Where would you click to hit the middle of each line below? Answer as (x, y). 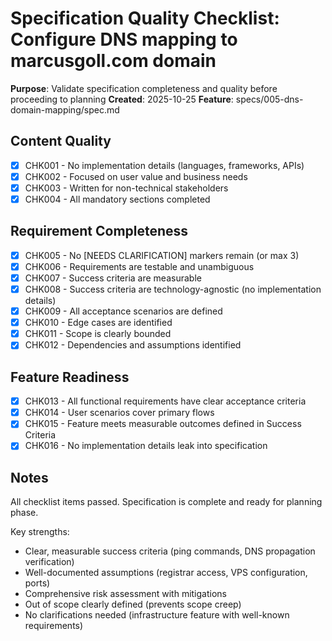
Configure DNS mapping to (124, 39)
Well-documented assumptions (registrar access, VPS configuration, (166, 573)
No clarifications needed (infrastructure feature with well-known (157, 615)
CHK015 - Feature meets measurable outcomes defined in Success (163, 424)
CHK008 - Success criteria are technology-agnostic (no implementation (173, 289)
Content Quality (61, 141)
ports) (37, 583)
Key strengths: (40, 532)
